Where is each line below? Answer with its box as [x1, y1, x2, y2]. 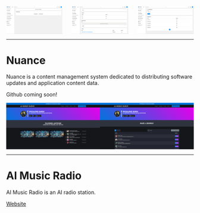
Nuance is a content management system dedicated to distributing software [6, 73, 193, 80]
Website [6, 200, 27, 207]
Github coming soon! [6, 91, 58, 98]
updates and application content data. [6, 80, 99, 87]
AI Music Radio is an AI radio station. [6, 189, 96, 196]
